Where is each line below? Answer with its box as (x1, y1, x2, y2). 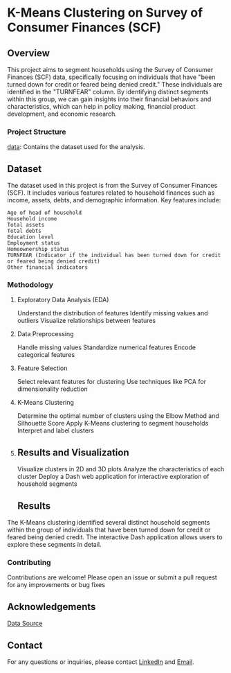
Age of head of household (7, 209, 82, 216)
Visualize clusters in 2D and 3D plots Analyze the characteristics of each (17, 465, 225, 473)
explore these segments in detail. (7, 541, 102, 549)
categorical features (17, 351, 75, 359)
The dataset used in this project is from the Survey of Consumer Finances (7, 182, 218, 190)
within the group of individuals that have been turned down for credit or (7, 525, 211, 534)
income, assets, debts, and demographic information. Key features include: (7, 196, 221, 204)
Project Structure (7, 127, 66, 137)
